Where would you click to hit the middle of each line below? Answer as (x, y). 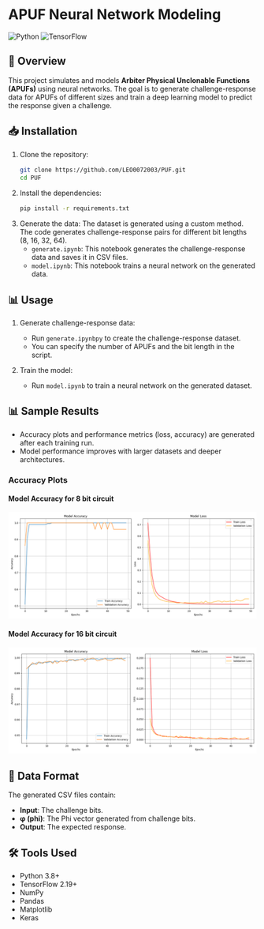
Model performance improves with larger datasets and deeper (121, 451)
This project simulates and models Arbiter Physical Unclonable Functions (129, 80)
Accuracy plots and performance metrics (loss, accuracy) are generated (137, 434)
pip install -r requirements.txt (74, 209)
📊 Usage (31, 300)
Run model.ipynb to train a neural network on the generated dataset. (141, 386)
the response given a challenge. (60, 105)
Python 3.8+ (40, 875)
